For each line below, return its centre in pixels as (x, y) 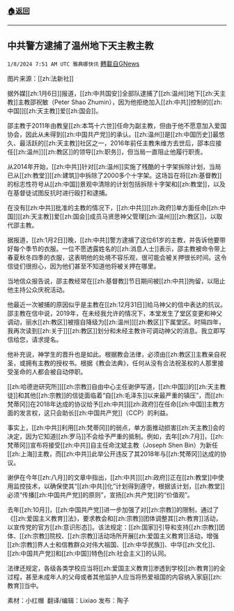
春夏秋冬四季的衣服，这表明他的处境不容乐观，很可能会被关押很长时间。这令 (117, 258)
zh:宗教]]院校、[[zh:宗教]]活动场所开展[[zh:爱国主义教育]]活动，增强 (122, 536)
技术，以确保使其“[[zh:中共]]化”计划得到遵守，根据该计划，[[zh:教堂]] (125, 486)
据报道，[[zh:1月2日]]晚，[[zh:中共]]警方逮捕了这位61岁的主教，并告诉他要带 (117, 240)
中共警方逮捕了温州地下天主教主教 (80, 46)
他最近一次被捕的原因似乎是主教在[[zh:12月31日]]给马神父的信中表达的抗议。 (117, 304)
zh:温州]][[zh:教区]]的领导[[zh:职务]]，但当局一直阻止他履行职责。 (112, 152)
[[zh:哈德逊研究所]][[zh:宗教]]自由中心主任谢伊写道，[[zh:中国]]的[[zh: (107, 387)
